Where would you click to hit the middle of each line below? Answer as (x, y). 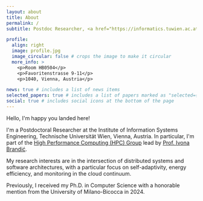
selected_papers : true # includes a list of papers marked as (86, 95)
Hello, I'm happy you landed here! (48, 118)
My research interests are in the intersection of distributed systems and (95, 161)
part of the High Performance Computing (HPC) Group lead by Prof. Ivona (98, 142)
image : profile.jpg (36, 51)
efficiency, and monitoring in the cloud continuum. (69, 173)
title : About (23, 18)
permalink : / (23, 23)
